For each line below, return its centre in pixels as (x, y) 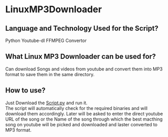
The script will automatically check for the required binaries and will (77, 108)
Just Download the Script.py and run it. (46, 103)
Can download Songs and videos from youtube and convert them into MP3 (84, 69)
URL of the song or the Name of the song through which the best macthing (84, 119)
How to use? (26, 90)
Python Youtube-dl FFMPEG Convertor (46, 40)
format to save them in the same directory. (50, 74)
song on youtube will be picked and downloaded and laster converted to (81, 124)
